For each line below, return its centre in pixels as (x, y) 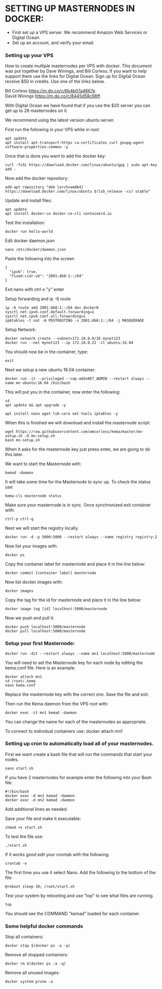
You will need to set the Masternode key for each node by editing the (74, 663)
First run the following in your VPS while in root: (53, 130)
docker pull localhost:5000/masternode (45, 631)
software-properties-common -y (37, 147)
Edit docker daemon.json (30, 241)
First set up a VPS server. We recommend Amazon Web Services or (80, 32)
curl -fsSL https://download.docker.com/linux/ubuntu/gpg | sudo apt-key (81, 165)
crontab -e (16, 863)
